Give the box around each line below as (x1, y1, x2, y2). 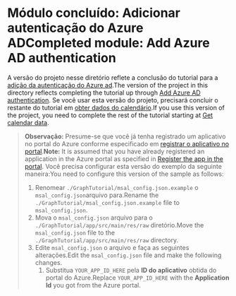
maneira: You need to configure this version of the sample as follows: (24, 170, 224, 178)
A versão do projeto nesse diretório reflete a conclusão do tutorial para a (7, 73, 218, 82)
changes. (35, 258, 63, 266)
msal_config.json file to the (35, 228, 115, 237)
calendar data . (7, 118, 49, 126)
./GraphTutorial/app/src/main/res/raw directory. (35, 235, 179, 244)
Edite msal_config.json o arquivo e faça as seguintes (35, 243, 190, 251)
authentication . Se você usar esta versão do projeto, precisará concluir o (7, 95, 218, 104)
